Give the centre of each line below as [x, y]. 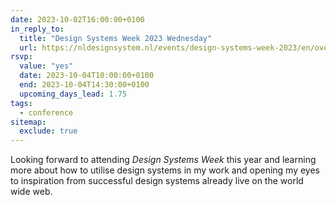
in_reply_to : [37, 29]
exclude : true [48, 131]
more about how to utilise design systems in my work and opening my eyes [165, 170]
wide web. [31, 192]
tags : [21, 103]
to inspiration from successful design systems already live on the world [157, 181]
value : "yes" [46, 66]
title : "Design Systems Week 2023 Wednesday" [116, 38]
